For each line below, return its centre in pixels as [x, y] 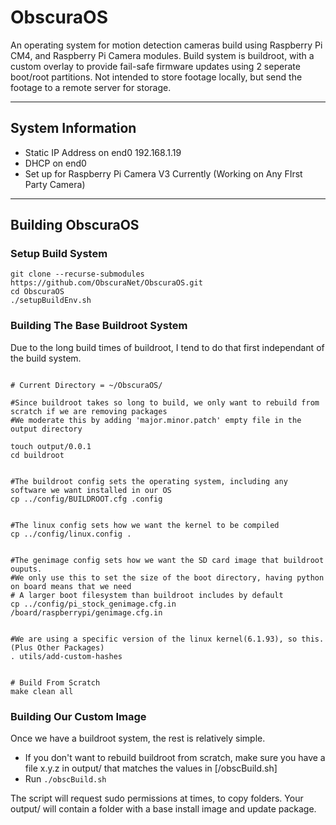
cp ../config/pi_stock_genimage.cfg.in [93, 604]
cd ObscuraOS [37, 292]
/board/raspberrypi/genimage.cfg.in [86, 612]
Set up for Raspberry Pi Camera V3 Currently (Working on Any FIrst [163, 173]
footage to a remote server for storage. [91, 87]
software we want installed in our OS [91, 490]
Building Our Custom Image [78, 716]
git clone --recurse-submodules [77, 274]
